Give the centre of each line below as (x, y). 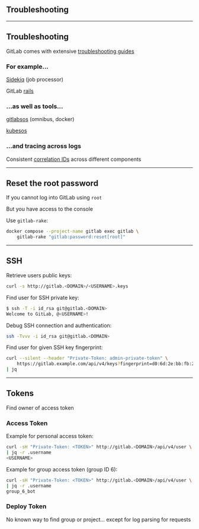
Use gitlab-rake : (27, 221)
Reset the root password (52, 183)
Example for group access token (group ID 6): (62, 469)
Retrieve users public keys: (39, 275)
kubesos (17, 131)
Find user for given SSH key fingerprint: (54, 347)
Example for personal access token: (50, 436)
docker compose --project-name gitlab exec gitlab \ (73, 232)
